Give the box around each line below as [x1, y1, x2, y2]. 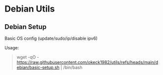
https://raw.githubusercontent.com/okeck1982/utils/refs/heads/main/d [16, 60, 158, 65]
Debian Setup [4, 23, 47, 31]
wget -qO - [16, 54, 40, 60]
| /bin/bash [60, 64, 82, 70]
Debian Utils [4, 3, 55, 15]
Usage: [4, 45, 19, 50]
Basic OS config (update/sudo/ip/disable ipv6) [4, 35, 98, 41]
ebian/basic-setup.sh [16, 64, 60, 70]
